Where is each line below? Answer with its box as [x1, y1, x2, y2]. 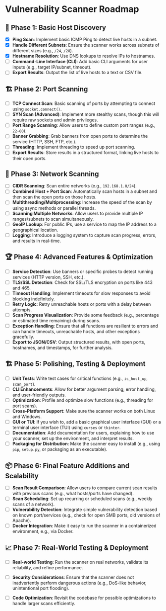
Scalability [5, 471, 39, 480]
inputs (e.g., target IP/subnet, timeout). [12, 64, 92, 70]
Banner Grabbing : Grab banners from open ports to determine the [12, 133, 148, 139]
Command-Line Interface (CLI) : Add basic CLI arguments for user [12, 59, 148, 65]
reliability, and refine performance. [12, 565, 83, 571]
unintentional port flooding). [12, 585, 70, 591]
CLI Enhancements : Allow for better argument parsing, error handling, [12, 386, 156, 392]
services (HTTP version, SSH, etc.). [12, 274, 85, 280]
